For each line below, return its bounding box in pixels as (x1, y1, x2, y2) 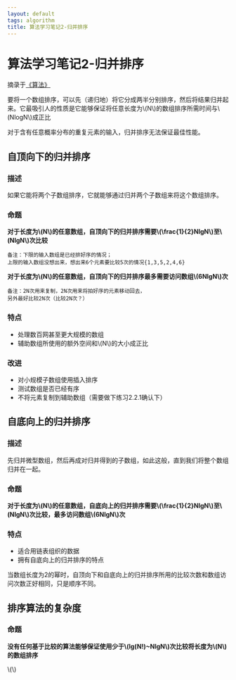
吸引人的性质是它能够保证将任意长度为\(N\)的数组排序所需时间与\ (31, 104, 220, 113)
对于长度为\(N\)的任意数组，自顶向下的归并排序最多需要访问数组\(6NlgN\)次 (7, 272, 228, 281)
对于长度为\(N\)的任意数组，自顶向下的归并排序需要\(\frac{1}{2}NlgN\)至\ (7, 227, 223, 236)
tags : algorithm (7, 17, 55, 24)
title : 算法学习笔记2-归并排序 (7, 23, 88, 30)
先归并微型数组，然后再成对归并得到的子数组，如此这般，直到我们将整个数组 (7, 455, 229, 465)
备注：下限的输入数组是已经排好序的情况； (7, 251, 112, 259)
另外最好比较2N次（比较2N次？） (7, 295, 88, 303)
